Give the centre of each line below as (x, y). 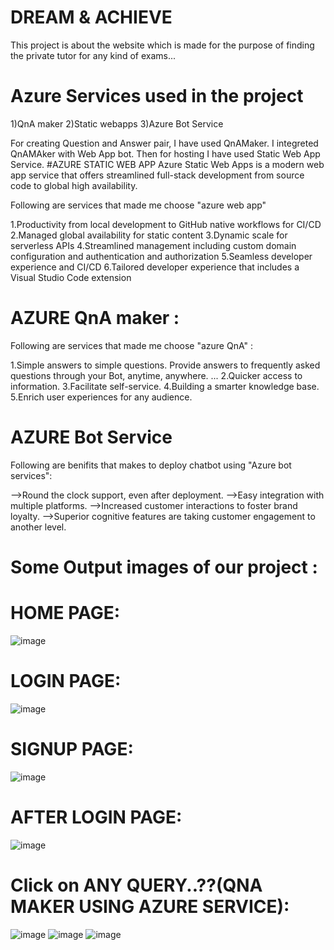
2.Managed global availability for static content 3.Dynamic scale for (149, 235)
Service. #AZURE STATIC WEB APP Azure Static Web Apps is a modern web (167, 164)
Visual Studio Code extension (71, 277)
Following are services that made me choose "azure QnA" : (131, 345)
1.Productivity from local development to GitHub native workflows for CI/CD (166, 224)
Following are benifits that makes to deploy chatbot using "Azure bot (151, 465)
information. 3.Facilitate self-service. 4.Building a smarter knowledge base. (165, 386)
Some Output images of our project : (164, 567)
